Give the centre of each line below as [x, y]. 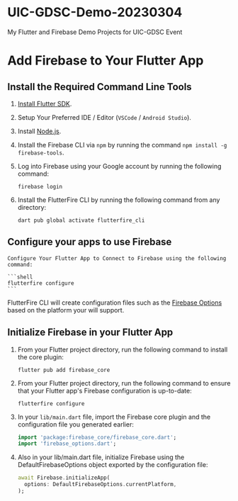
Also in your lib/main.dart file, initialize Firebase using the [101, 457]
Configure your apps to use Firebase [90, 242]
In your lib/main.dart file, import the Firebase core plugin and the [114, 417]
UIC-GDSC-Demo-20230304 [95, 12]
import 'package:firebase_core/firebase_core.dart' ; [97, 437]
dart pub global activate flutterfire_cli [81, 220]
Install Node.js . [39, 131]
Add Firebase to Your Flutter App [106, 61]
